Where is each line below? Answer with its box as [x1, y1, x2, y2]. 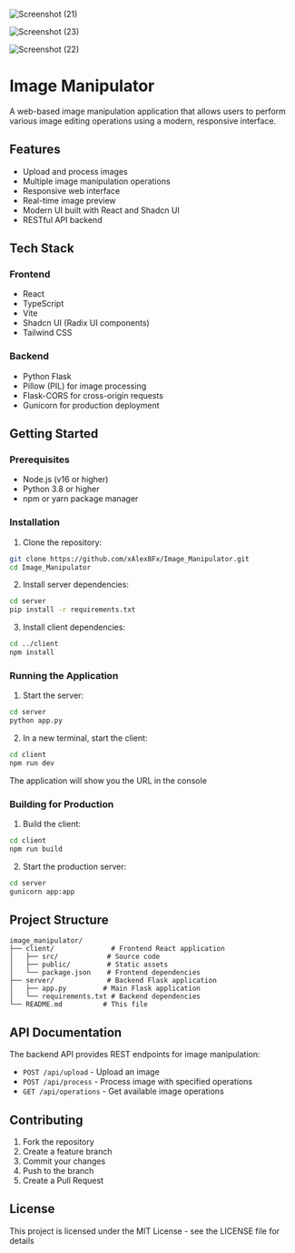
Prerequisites [9, 453, 70, 466]
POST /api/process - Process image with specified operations [22, 1076, 252, 1087]
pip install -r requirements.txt [9, 605, 136, 614]
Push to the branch [22, 1166, 94, 1176]
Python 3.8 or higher [22, 483, 100, 495]
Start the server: [22, 690, 84, 701]
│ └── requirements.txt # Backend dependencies [9, 992, 202, 1001]
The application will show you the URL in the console [9, 774, 207, 786]
